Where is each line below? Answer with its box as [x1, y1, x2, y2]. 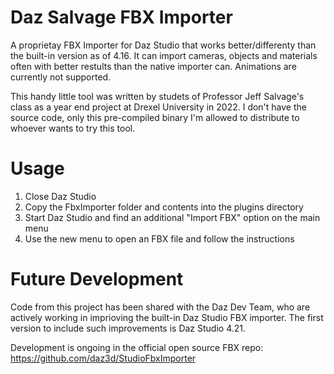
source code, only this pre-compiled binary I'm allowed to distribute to [10, 111, 300, 123]
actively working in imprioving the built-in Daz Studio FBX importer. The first [10, 311, 324, 323]
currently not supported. [10, 71, 112, 83]
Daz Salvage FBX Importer [10, 6, 233, 29]
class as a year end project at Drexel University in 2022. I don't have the [10, 101, 307, 113]
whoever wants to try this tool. [10, 122, 136, 134]
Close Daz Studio [24, 190, 97, 202]
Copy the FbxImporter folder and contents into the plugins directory [24, 201, 304, 213]
